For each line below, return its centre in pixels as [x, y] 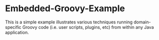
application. [17, 32]
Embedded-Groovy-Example [65, 9]
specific [13, 27]
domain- [142, 22]
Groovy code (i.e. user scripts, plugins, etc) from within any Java [88, 27]
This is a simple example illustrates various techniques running [69, 22]
